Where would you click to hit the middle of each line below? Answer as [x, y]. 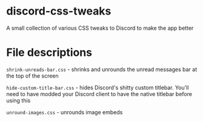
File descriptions [49, 53]
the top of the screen [32, 76]
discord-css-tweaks [59, 11]
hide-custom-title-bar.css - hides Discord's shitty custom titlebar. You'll [98, 87]
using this [18, 100]
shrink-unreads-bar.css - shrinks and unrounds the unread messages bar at [102, 69]
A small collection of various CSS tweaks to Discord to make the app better [100, 28]
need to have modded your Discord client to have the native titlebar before [99, 94]
